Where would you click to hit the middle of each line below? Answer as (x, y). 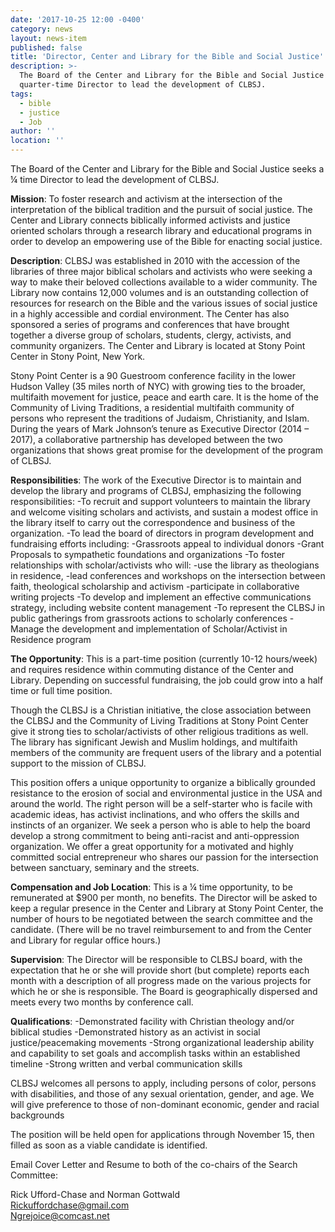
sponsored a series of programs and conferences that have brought (150, 324)
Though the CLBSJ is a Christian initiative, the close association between (161, 710)
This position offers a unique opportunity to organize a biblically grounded (163, 782)
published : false (46, 47)
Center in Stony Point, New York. (78, 356)
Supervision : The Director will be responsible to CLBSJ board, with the (156, 959)
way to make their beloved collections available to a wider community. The (164, 282)
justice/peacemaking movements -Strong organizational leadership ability (162, 1042)
